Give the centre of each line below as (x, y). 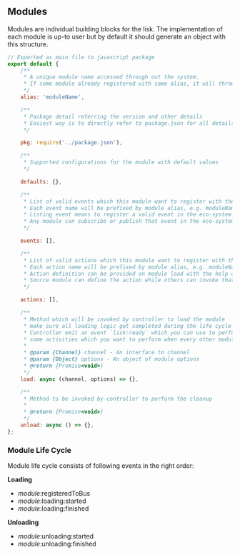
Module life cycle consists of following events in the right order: (101, 466)
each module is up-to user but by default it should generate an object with (117, 36)
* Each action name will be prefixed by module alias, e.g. (114, 267)
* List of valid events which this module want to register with (122, 201)
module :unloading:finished (57, 544)
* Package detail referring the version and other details (113, 116)
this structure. (28, 44)
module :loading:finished (53, 509)
